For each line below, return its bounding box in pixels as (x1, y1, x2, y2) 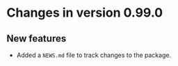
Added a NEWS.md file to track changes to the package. (16, 51, 172, 59)
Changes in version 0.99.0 (6, 5, 163, 21)
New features (6, 33, 67, 44)
